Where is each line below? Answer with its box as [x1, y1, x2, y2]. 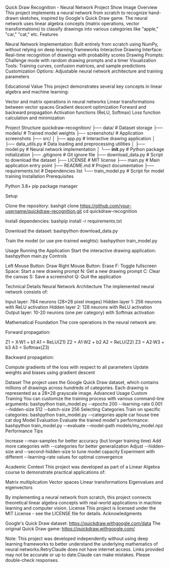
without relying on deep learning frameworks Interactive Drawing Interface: [5, 47, 163, 52]
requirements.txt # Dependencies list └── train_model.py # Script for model [5, 168, 164, 174]
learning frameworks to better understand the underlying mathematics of [5, 541, 158, 547]
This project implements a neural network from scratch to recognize [5, 10, 148, 16]
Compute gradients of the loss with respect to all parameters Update [5, 364, 149, 370]
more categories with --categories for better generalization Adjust [5, 443, 144, 449]
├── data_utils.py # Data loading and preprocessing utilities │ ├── [5, 141, 146, 147]
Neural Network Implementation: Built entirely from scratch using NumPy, [5, 41, 159, 47]
